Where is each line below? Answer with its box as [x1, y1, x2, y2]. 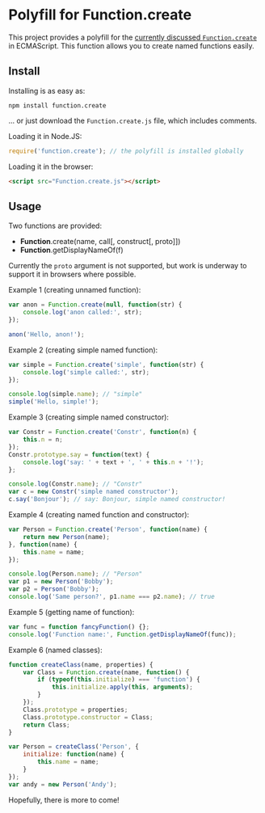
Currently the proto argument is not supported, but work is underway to [8, 261, 247, 271]
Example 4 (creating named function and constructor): [8, 510, 190, 520]
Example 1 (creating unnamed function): [8, 285, 141, 295]
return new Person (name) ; [23, 533, 111, 541]
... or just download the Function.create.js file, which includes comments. [8, 116, 257, 125]
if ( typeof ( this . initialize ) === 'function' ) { [37, 676, 200, 684]
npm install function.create [8, 101, 107, 110]
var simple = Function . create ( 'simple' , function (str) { [8, 360, 204, 369]
